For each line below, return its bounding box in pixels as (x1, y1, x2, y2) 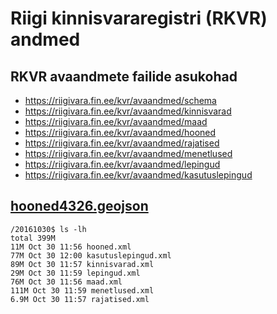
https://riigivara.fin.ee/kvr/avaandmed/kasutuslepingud (24, 169, 253, 181)
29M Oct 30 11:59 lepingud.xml (10, 268, 141, 278)
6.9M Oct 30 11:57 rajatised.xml (10, 294, 150, 304)
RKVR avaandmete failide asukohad (10, 68, 238, 85)
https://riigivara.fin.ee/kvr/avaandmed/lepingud (24, 158, 221, 170)
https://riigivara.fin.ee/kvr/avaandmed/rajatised (24, 137, 220, 149)
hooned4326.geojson (10, 198, 149, 215)
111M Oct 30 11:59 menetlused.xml (10, 285, 155, 296)
